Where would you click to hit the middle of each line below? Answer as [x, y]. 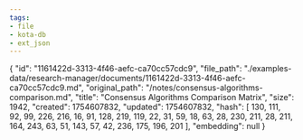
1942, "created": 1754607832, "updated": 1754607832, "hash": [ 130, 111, [145, 107]
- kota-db [28, 34]
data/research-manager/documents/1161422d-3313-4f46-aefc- [128, 79]
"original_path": [115, 88]
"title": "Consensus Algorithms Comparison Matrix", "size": [185, 98]
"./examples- [268, 69]
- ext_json [30, 43]
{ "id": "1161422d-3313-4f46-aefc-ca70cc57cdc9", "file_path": [126, 69]
